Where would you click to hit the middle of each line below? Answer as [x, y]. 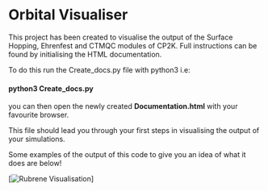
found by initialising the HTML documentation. [85, 54]
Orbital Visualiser [68, 15]
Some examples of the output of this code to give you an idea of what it [127, 155]
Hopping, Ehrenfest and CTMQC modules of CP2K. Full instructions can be [133, 45]
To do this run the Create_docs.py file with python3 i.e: [100, 69]
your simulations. [37, 139]
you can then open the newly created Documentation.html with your [123, 106]
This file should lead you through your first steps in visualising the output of [134, 131]
